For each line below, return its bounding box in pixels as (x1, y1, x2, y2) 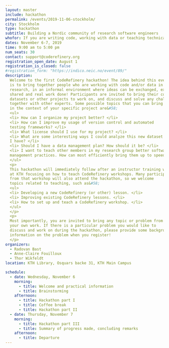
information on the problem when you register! (10, 233, 112, 238)
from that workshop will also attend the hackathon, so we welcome (10, 176, 154, 182)
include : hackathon (5, 12, 46, 17)
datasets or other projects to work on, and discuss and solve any (10, 96, 154, 101)
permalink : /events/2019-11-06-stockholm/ (5, 17, 96, 22)
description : (5, 73, 33, 78)
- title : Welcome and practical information (18, 283, 114, 289)
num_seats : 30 (5, 49, 35, 54)
